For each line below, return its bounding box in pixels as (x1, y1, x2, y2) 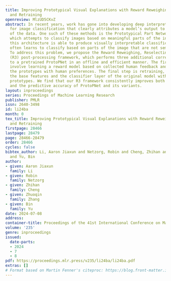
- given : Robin (5, 173, 38, 178)
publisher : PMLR (5, 97, 40, 102)
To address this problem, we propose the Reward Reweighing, (10, 50, 142, 55)
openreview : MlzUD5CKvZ (5, 17, 56, 22)
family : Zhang (10, 196, 40, 202)
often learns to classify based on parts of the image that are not (10, 45, 158, 50)
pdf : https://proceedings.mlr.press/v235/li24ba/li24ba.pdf (5, 258, 136, 264)
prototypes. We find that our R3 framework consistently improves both (10, 78, 165, 83)
